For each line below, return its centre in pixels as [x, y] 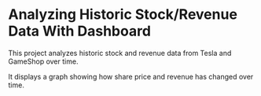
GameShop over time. [43, 61]
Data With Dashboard [80, 31]
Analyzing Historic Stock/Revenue [123, 15]
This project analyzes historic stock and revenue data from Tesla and [120, 53]
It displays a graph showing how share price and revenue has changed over [131, 76]
